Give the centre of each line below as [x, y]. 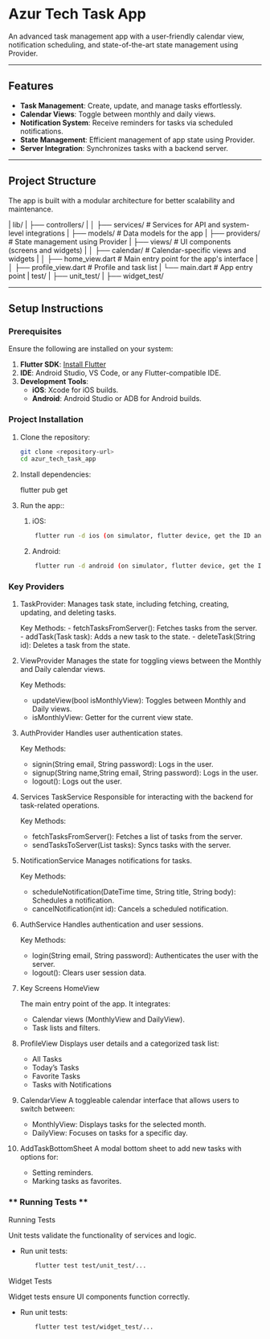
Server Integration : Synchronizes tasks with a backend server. [124, 148]
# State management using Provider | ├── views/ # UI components [120, 241]
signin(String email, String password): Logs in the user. [123, 764]
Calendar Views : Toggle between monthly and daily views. [118, 114]
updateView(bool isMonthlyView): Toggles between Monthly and [139, 701]
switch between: [47, 1109]
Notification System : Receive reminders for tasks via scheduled [126, 122]
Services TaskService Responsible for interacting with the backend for [137, 797]
